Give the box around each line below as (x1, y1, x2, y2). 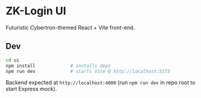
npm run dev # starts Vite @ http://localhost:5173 (5, 68, 170, 74)
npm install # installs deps (5, 63, 111, 69)
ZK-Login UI (5, 4, 67, 18)
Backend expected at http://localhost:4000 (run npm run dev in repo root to (5, 79, 196, 86)
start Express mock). (5, 85, 57, 93)
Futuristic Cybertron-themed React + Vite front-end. (5, 24, 135, 31)
